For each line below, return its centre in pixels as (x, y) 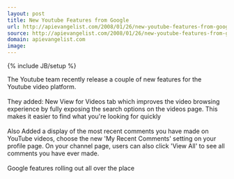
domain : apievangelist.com (46, 40)
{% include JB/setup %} (42, 66)
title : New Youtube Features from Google (68, 20)
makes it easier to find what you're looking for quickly (84, 116)
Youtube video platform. (42, 87)
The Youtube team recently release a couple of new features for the (104, 79)
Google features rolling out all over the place (71, 168)
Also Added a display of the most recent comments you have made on (108, 131)
